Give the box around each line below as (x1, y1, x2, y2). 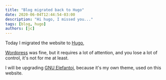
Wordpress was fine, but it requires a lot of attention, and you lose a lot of (5, 50, 157, 56)
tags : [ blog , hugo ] (5, 21, 46, 27)
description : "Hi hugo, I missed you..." (5, 17, 94, 22)
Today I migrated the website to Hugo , (5, 40, 85, 46)
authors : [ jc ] (5, 26, 35, 31)
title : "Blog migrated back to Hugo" (5, 7, 85, 13)
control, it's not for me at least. (5, 55, 69, 61)
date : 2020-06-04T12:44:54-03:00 (5, 12, 75, 17)
